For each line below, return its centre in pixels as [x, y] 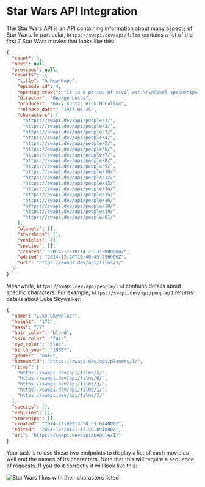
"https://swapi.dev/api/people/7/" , [69, 155]
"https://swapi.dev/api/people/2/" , [69, 127]
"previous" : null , [35, 69]
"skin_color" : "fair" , [41, 339]
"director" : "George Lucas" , [54, 98]
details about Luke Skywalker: [44, 299]
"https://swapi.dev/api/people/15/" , [70, 195]
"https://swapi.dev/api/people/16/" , [70, 200]
